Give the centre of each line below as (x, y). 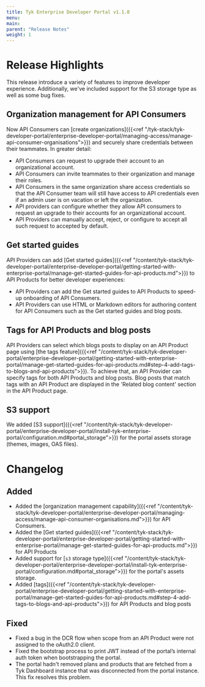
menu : (13, 18)
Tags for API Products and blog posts (79, 330)
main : (13, 23)
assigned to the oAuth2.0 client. (55, 645)
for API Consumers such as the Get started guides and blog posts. (99, 311)
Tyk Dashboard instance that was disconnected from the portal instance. (107, 671)
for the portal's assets (157, 572)
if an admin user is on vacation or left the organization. (84, 199)
